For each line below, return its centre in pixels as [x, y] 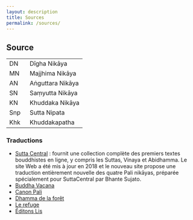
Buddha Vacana [35, 186]
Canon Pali [28, 192]
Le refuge [27, 205]
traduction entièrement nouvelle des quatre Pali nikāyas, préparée [97, 173]
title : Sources [25, 17]
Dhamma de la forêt [40, 198]
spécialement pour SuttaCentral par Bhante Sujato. [78, 179]
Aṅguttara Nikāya [55, 83]
